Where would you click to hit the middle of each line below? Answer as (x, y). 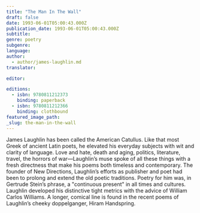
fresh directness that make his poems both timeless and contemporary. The (100, 165)
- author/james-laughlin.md (47, 62)
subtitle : (19, 34)
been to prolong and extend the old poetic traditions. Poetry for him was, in (99, 178)
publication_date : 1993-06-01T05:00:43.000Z (63, 28)
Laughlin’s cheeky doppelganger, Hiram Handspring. (71, 203)
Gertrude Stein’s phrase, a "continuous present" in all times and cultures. (96, 184)
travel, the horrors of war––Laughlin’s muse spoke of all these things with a (98, 159)
